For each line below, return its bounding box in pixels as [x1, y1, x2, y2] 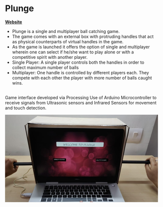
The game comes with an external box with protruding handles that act [12, 34, 154, 39]
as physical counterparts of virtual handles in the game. [12, 38, 124, 44]
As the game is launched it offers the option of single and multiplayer [12, 44, 150, 50]
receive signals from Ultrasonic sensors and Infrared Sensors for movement [5, 100, 157, 105]
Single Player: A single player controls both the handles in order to [12, 59, 145, 65]
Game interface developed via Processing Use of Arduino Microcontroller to [5, 94, 157, 100]
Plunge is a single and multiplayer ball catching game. [12, 28, 120, 34]
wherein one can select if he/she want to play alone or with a [12, 49, 134, 55]
